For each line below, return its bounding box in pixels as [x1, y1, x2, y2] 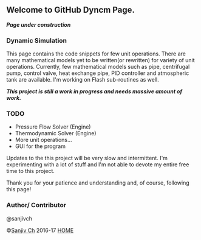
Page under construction [6, 21, 71, 28]
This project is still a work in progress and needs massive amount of [6, 88, 183, 95]
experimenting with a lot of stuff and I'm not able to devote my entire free [6, 161, 189, 168]
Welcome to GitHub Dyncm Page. [6, 5, 135, 15]
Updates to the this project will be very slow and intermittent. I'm [6, 155, 168, 162]
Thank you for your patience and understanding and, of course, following [6, 179, 189, 186]
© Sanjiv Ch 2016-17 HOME [6, 227, 74, 234]
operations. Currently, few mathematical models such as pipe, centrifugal [6, 63, 190, 71]
